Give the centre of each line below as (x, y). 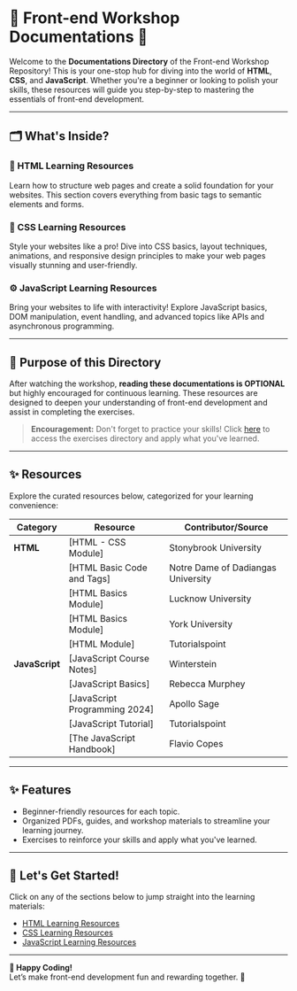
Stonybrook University (216, 547)
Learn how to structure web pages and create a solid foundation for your (141, 185)
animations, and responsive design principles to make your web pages (137, 255)
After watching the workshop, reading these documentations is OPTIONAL (147, 383)
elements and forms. (47, 204)
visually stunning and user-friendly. (73, 265)
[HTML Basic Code (108, 568)
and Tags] (90, 578)
